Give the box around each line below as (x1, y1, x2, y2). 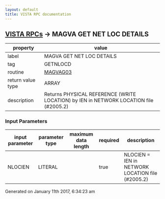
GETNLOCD (44, 61, 72, 68)
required (99, 137, 119, 143)
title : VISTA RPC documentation (5, 12, 71, 17)
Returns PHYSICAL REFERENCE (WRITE (44, 91, 137, 98)
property (13, 45, 34, 52)
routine (7, 69, 24, 76)
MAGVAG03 (44, 69, 72, 76)
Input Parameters (5, 118, 48, 125)
